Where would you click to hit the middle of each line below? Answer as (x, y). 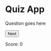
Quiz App (25, 9)
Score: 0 (14, 44)
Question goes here (25, 23)
